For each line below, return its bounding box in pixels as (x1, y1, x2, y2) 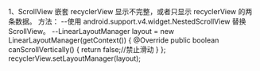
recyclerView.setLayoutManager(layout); (8, 54, 142, 63)
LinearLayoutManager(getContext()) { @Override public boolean (8, 35, 219, 45)
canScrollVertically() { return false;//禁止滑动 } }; (8, 45, 166, 54)
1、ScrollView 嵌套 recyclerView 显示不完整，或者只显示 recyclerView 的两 (8, 7, 253, 16)
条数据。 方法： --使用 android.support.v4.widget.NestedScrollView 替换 (8, 17, 246, 26)
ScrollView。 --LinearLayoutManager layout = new (8, 27, 175, 35)
